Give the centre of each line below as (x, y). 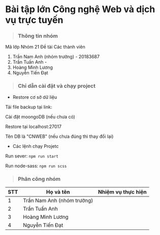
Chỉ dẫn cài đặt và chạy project (56, 86)
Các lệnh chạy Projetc (36, 146)
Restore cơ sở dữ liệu (35, 97)
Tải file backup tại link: (29, 107)
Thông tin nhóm (38, 36)
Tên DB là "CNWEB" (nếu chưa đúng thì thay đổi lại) (59, 136)
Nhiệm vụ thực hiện (122, 192)
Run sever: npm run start (32, 156)
